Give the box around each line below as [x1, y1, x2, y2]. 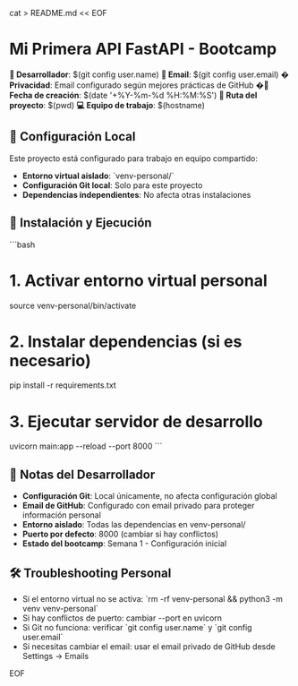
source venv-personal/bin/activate [9, 300, 137, 311]
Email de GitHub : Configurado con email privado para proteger [21, 501, 255, 511]
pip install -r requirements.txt [9, 380, 116, 390]
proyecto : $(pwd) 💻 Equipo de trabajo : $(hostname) [9, 99, 206, 110]
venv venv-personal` [21, 604, 98, 613]
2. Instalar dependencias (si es [9, 331, 243, 352]
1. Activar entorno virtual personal [9, 270, 268, 290]
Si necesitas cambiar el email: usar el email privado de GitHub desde [21, 641, 276, 652]
